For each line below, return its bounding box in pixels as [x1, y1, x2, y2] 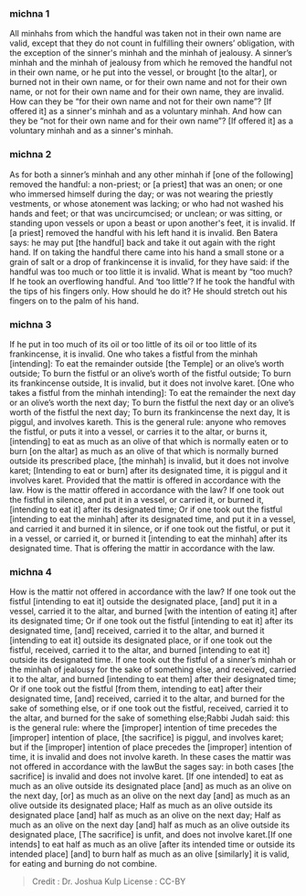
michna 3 [9, 318, 52, 331]
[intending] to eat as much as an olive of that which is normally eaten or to [9, 435, 290, 446]
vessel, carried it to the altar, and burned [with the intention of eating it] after [9, 606, 298, 617]
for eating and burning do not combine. [9, 859, 157, 869]
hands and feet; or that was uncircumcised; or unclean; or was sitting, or [9, 208, 283, 219]
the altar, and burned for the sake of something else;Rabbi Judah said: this [9, 712, 290, 724]
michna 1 [9, 7, 50, 20]
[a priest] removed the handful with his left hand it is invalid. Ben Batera [9, 227, 279, 238]
